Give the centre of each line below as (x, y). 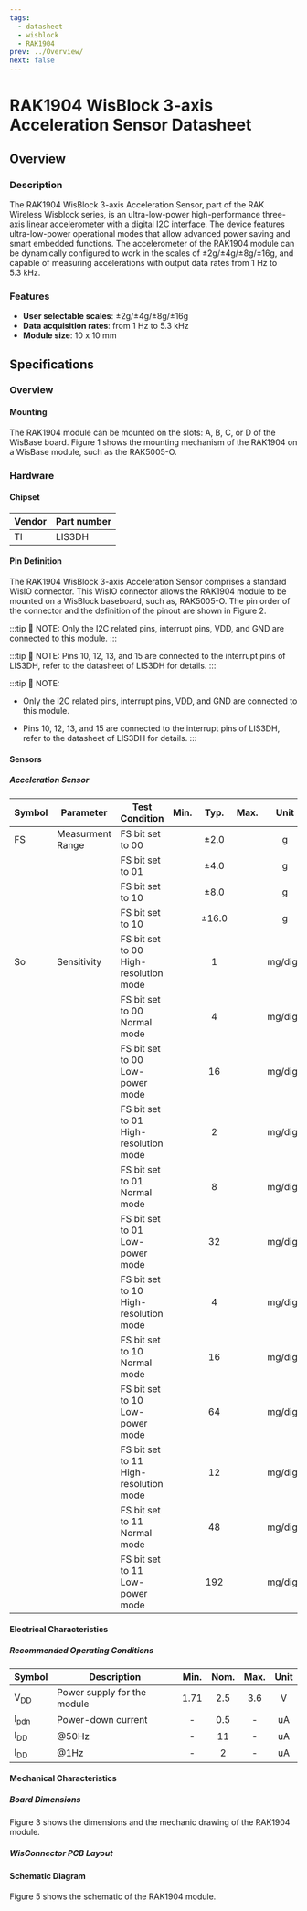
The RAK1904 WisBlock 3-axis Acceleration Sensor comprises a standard (148, 582)
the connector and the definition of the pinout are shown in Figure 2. (138, 611)
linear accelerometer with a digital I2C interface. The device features (156, 224)
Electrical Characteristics (58, 1630)
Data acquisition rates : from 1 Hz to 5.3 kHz (106, 326)
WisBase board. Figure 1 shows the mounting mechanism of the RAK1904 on (153, 442)
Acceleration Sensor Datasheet (131, 125)
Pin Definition (36, 561)
